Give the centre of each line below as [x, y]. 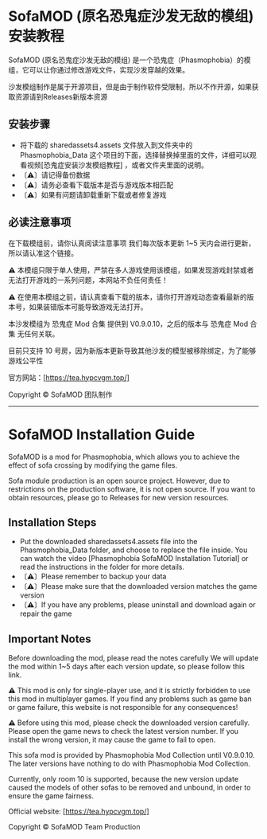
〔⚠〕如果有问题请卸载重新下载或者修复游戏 [93, 194]
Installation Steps [52, 522]
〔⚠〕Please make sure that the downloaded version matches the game [138, 586]
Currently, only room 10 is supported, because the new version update [124, 779]
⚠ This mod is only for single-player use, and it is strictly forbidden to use [130, 691]
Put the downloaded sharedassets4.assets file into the [108, 542]
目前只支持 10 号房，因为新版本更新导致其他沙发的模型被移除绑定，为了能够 [132, 351]
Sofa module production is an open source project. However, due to [119, 480]
